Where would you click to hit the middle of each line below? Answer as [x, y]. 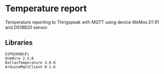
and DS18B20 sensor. [27, 27]
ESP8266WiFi [17, 54]
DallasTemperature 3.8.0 [30, 62]
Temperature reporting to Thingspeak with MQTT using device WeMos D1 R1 [82, 22]
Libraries [19, 43]
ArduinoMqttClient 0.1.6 [30, 67]
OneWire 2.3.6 [20, 58]
